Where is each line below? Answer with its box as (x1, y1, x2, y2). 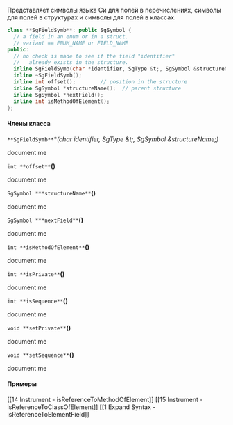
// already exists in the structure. (13, 59, 129, 66)
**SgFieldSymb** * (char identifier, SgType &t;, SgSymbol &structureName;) (7, 135, 219, 143)
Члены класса (7, 119, 51, 127)
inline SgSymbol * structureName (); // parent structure (13, 85, 182, 92)
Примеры (7, 380, 37, 388)
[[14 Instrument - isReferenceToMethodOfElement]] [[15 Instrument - (7, 395, 203, 403)
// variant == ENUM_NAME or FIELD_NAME (13, 40, 129, 47)
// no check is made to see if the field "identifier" (13, 52, 175, 60)
